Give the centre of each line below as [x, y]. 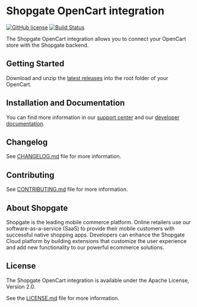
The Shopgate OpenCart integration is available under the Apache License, [98, 280]
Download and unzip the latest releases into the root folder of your [87, 78]
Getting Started [35, 64]
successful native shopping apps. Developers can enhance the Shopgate [96, 235]
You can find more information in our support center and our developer [93, 117]
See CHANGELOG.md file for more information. [64, 156]
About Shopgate [37, 208]
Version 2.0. [21, 286]
